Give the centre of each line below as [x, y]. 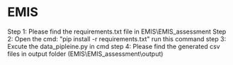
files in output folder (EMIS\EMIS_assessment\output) [85, 54]
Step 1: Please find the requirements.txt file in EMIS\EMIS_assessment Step [117, 31]
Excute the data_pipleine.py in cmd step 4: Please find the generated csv [114, 46]
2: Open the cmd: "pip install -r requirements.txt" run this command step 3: [117, 38]
